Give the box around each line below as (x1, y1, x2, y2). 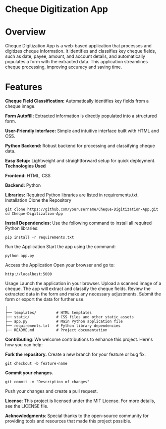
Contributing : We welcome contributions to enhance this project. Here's (5, 336, 153, 342)
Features (5, 81, 43, 93)
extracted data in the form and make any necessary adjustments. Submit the (5, 291, 161, 297)
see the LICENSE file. (5, 403, 49, 409)
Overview (5, 26, 46, 38)
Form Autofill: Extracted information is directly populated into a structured (5, 113, 157, 119)
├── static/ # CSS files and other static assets (5, 315, 134, 320)
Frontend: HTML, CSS (5, 173, 51, 179)
